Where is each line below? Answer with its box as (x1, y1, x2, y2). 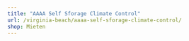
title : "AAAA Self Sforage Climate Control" (7, 10, 141, 17)
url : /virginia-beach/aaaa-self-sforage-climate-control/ (7, 17, 182, 24)
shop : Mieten (7, 23, 46, 30)
